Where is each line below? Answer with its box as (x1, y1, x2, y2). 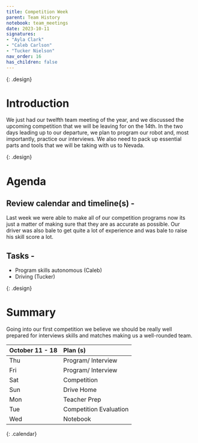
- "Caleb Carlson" (6, 43, 52, 49)
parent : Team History (6, 14, 61, 20)
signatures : (6, 31, 36, 37)
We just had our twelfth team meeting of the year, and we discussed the (6, 116, 184, 124)
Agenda (6, 175, 46, 188)
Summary (6, 306, 56, 319)
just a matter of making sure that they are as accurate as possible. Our (6, 220, 180, 228)
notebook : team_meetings (6, 20, 68, 26)
